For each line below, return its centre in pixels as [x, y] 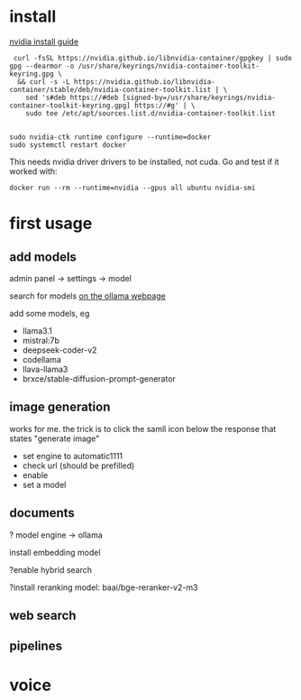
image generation [60, 407]
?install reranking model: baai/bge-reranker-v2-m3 [104, 587]
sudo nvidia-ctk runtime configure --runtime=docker [110, 137]
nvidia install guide [44, 41]
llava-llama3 [45, 369]
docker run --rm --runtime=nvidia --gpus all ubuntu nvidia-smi [132, 188]
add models [43, 257]
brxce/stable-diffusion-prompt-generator [99, 378]
